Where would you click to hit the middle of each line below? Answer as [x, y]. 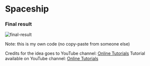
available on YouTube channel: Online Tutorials [52, 59]
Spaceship [27, 9]
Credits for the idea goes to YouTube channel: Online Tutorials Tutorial [75, 53]
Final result [19, 24]
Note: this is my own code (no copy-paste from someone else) [67, 44]
